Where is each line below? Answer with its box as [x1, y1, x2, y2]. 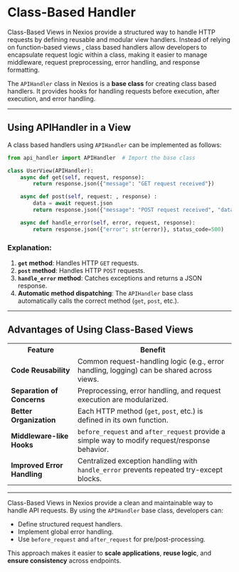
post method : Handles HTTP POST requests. [17, 266, 146, 274]
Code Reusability [11, 365, 70, 375]
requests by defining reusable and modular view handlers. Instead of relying [7, 35, 231, 43]
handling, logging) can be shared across [77, 365, 212, 375]
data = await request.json [33, 200, 113, 207]
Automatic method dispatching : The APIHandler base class [17, 288, 193, 297]
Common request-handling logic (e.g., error [77, 356, 225, 366]
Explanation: [7, 242, 52, 252]
